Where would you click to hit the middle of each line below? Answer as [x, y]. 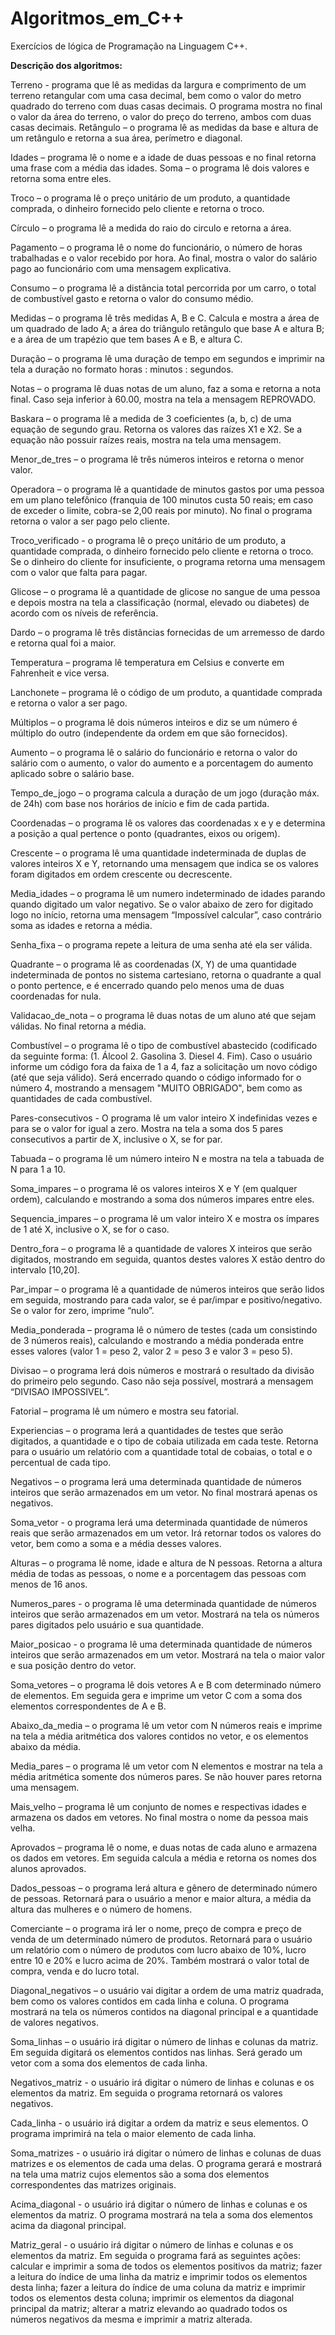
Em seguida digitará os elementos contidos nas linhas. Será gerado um [156, 2052]
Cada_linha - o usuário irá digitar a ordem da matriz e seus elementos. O [159, 2123]
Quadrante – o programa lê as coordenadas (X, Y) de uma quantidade [153, 964]
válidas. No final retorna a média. [78, 1026]
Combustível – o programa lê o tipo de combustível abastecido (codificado [164, 1045]
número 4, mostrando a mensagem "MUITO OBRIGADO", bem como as [156, 1088]
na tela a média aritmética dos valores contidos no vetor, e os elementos [159, 1736]
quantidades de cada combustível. [81, 1098]
